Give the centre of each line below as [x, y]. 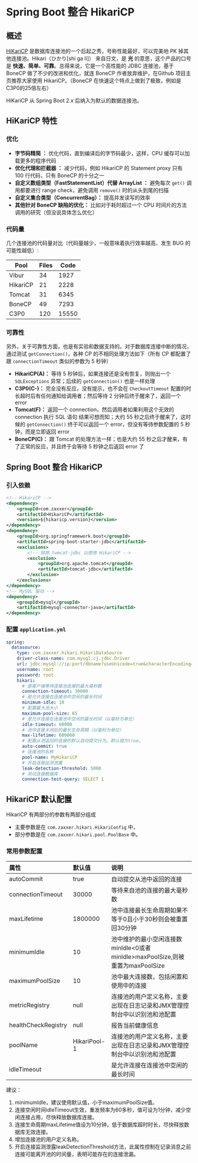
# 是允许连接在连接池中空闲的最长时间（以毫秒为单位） [79, 719]
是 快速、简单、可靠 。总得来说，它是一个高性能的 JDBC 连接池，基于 [90, 66]
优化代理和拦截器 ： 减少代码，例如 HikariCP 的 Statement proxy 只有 [98, 168]
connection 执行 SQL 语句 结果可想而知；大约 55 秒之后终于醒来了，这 [100, 417]
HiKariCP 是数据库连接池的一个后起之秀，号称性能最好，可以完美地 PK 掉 [95, 51]
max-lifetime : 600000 [48, 735]
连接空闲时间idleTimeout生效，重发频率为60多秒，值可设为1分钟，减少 [100, 1110]
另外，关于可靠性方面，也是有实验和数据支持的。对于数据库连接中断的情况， [99, 347]
